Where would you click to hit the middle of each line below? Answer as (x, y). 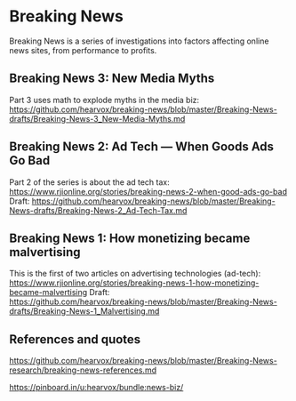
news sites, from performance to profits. (83, 50)
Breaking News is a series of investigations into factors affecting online (139, 41)
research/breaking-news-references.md (83, 370)
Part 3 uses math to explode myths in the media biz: (104, 100)
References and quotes (75, 339)
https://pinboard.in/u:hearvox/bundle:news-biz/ (96, 388)
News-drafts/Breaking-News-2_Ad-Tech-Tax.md (98, 210)
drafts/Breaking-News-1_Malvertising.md (84, 311)
